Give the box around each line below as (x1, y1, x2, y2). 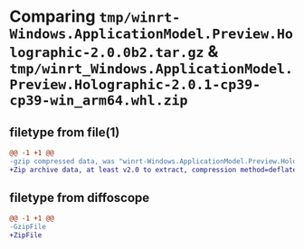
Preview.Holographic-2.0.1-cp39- (9, 77, 261, 94)
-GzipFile (9, 223, 47, 232)
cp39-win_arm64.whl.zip (9, 92, 188, 109)
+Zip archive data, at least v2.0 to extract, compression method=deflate (9, 165, 298, 174)
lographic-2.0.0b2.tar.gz (9, 44, 204, 61)
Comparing (9, 6, 96, 27)
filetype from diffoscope (9, 190, 150, 206)
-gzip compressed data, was (9, 156, 116, 166)
